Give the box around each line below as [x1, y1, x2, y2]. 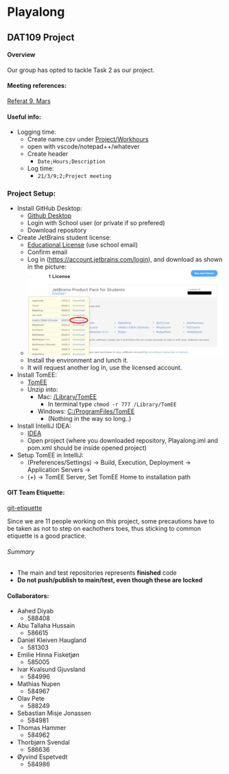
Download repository [27, 226, 87, 234]
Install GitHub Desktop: [16, 204, 82, 213]
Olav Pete [16, 694, 45, 703]
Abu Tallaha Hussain [16, 622, 75, 630]
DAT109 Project [7, 32, 75, 43]
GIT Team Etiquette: [7, 488, 65, 497]
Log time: [27, 164, 54, 172]
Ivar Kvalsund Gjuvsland [16, 665, 86, 674]
